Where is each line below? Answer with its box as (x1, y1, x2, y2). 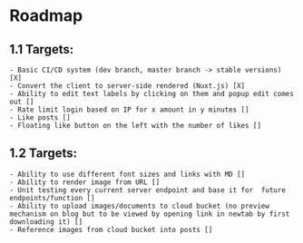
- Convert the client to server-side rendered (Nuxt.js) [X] (9, 82, 246, 91)
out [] (9, 97, 34, 106)
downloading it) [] (9, 217, 83, 227)
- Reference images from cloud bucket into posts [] (9, 225, 213, 234)
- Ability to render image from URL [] (9, 178, 161, 187)
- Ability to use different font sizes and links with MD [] (9, 170, 246, 179)
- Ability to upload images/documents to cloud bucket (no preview (9, 201, 270, 210)
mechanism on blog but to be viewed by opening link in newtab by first (9, 209, 290, 219)
